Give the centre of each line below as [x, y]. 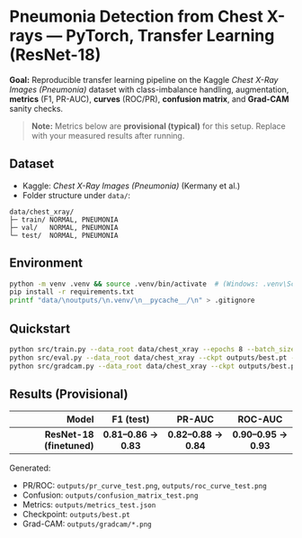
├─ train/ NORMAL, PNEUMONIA [64, 219]
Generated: [30, 468]
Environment [46, 263]
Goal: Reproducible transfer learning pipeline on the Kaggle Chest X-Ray [144, 79]
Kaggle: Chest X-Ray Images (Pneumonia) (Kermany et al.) [131, 186]
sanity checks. [36, 108]
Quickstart [40, 328]
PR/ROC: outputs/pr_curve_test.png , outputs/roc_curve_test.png [144, 486]
